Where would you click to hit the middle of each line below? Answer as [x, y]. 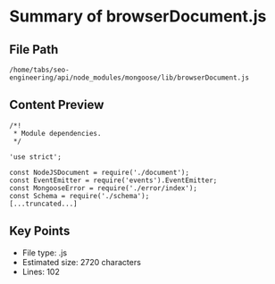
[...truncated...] [43, 204]
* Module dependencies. [57, 133]
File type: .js [45, 253]
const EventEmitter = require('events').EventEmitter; [113, 180]
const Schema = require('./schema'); [79, 196]
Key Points [40, 231]
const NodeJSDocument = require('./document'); [100, 172]
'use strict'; [36, 157]
